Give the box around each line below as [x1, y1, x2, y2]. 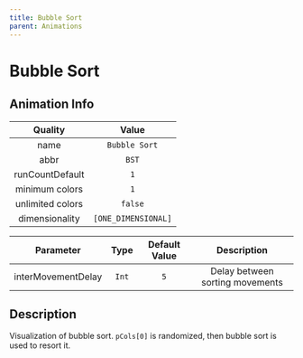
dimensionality [17, 212, 80, 224]
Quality [32, 123, 66, 136]
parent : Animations [9, 22, 83, 31]
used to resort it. [9, 340, 71, 351]
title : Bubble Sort [9, 13, 83, 23]
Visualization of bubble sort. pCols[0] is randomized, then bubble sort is [9, 331, 277, 342]
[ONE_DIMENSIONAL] [93, 213, 172, 223]
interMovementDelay [14, 270, 103, 283]
